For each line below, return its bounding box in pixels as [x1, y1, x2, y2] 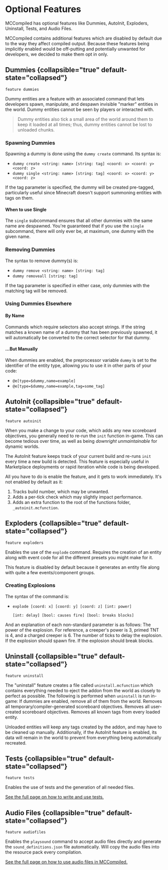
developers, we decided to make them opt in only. [5, 51, 109, 57]
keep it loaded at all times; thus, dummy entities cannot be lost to [17, 121, 152, 128]
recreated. [5, 739, 27, 746]
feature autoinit [5, 418, 42, 424]
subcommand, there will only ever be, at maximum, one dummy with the [5, 228, 154, 234]
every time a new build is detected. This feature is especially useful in [5, 458, 149, 464]
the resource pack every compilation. [5, 849, 83, 855]
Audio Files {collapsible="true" [5, 808, 105, 817]
